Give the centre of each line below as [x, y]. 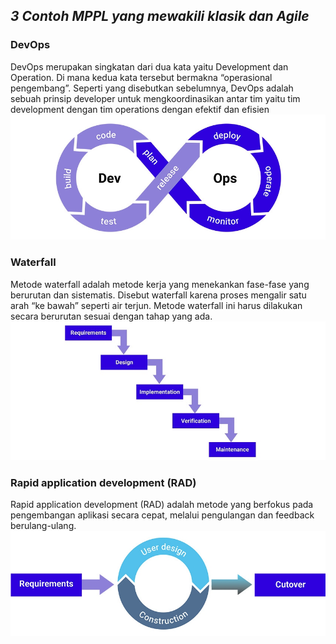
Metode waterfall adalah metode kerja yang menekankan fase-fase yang [160, 284]
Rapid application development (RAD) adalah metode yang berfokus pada [162, 505]
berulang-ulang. [43, 526]
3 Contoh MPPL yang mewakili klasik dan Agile [160, 16]
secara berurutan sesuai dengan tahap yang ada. [111, 316]
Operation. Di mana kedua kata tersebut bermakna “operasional [141, 77]
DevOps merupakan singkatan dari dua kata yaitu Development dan [149, 66]
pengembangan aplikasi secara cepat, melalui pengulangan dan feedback [162, 515]
